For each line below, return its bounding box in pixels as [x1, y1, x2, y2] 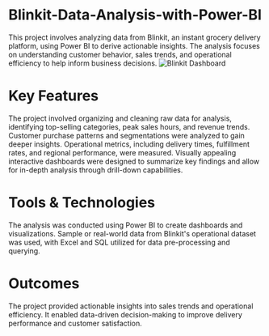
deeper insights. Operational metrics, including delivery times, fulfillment [8, 139, 250, 149]
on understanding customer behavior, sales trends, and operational [8, 49, 232, 59]
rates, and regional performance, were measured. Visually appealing [8, 147, 237, 157]
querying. [8, 245, 40, 256]
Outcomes [8, 274, 80, 292]
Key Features [8, 87, 99, 105]
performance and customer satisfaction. [8, 318, 143, 328]
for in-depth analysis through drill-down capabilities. [8, 164, 183, 175]
